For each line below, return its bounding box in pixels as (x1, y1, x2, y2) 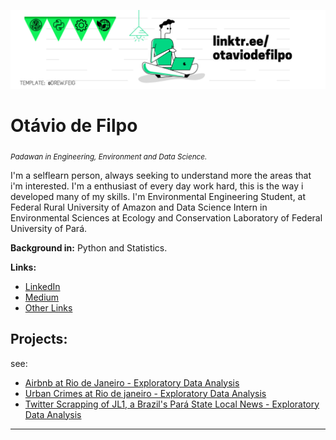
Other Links (24, 301, 73, 314)
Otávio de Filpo (10, 115, 138, 137)
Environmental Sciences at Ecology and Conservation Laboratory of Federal (10, 211, 323, 224)
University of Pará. (10, 222, 88, 234)
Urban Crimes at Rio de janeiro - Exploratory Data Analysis (24, 387, 267, 399)
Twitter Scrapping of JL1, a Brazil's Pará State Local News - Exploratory (24, 398, 320, 410)
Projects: (10, 331, 68, 348)
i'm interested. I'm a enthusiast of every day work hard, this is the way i (10, 180, 304, 192)
